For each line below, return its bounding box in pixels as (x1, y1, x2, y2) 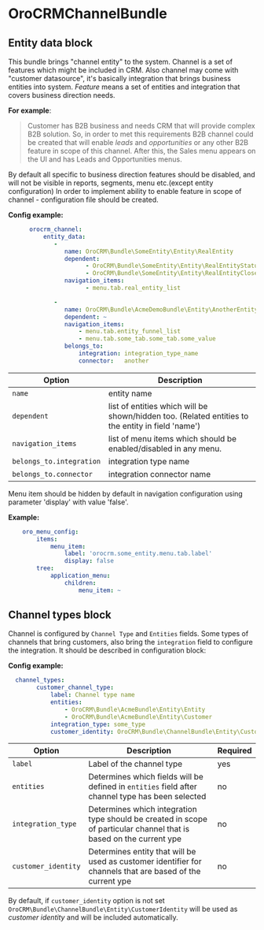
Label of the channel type (88, 758, 183, 769)
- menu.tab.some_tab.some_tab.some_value (78, 335, 216, 343)
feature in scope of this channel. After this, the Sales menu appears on (27, 147, 256, 155)
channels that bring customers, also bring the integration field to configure (8, 638, 254, 647)
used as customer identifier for (88, 856, 202, 867)
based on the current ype (88, 833, 182, 844)
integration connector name (108, 468, 211, 479)
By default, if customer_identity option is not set (8, 896, 165, 906)
